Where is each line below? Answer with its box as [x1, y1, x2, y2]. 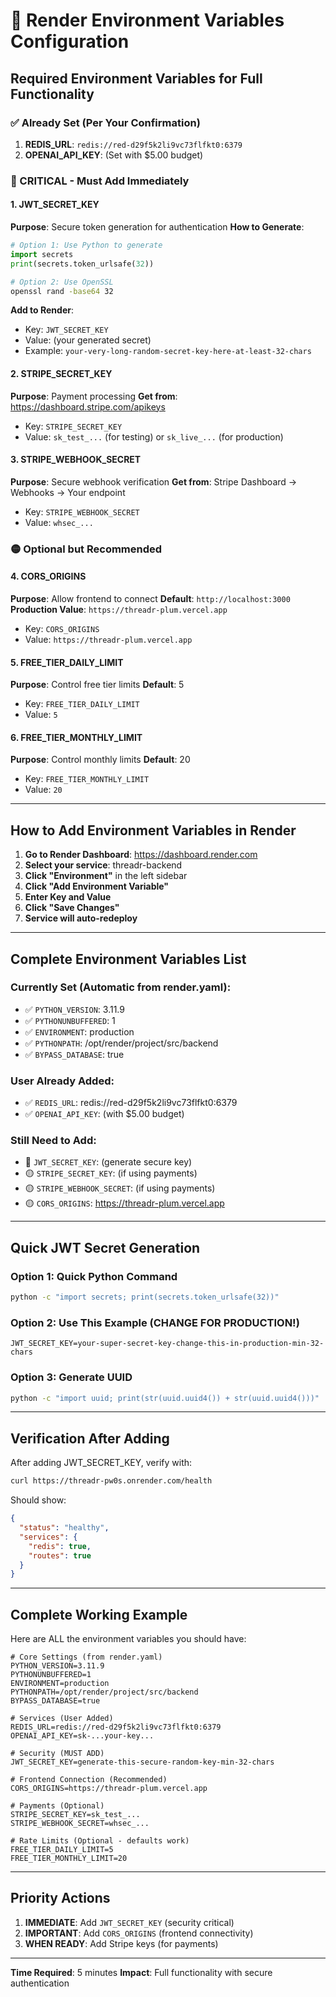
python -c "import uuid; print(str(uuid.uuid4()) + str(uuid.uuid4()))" [10, 1393, 320, 1403]
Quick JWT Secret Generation [10, 1239, 201, 1256]
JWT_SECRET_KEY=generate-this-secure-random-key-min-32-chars [10, 1757, 275, 1768]
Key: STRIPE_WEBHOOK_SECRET [24, 505, 140, 518]
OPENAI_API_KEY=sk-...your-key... [10, 1731, 155, 1741]
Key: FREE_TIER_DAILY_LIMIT [24, 698, 140, 710]
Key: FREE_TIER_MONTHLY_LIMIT [24, 773, 150, 785]
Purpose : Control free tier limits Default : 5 [10, 679, 185, 691]
